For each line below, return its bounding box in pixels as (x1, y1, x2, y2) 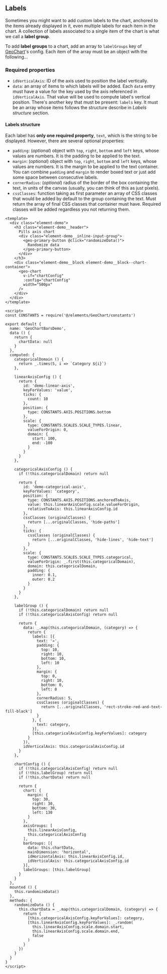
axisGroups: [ (23, 823, 53, 829)
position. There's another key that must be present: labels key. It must (12, 99, 158, 105)
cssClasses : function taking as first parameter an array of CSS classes (12, 191, 157, 197)
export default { (5, 322, 42, 327)
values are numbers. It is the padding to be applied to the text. (12, 153, 141, 159)
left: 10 (41, 661, 59, 666)
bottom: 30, (32, 806, 57, 811)
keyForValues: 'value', (23, 388, 73, 393)
